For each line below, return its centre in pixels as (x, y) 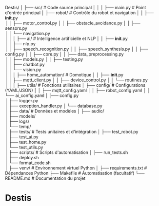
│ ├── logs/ (17, 121)
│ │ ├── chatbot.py (25, 64)
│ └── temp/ (18, 126)
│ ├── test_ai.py (22, 137)
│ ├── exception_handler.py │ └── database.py (54, 106)
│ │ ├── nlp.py (20, 44)
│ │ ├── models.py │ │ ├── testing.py (44, 59)
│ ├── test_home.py (26, 142)
